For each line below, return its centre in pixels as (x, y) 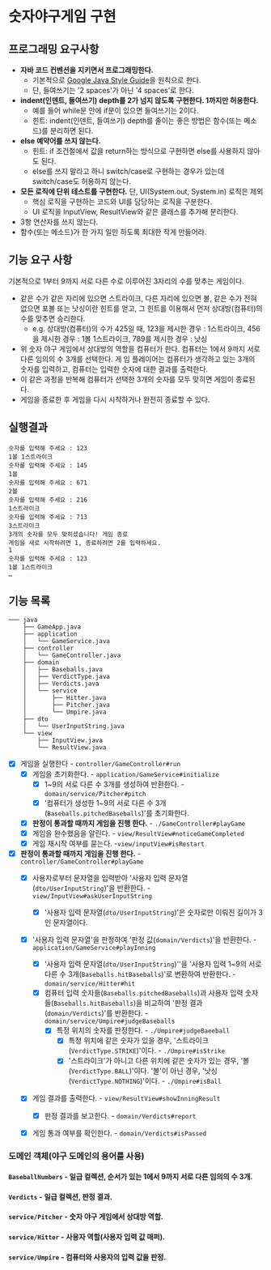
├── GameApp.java (52, 627)
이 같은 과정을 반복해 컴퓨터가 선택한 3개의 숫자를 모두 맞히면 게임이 (127, 379)
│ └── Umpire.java (65, 712)
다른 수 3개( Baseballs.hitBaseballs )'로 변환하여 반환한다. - (140, 974)
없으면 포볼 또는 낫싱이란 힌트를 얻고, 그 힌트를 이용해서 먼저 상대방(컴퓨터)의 (141, 308)
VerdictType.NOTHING (106, 1082)
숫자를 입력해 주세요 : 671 (48, 483)
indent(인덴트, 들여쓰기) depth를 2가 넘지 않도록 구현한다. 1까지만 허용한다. (139, 100)
